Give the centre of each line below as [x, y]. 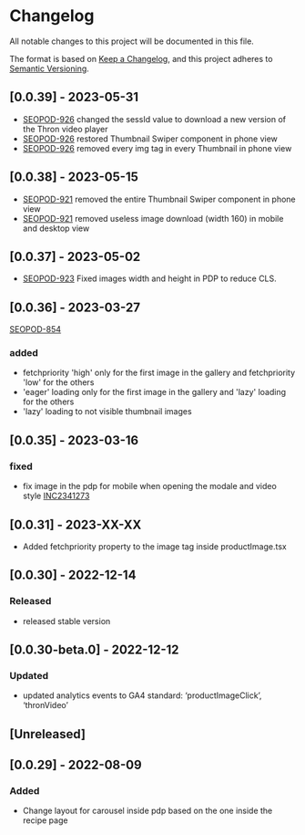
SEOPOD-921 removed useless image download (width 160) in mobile [153, 218]
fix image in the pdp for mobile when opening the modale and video [150, 486]
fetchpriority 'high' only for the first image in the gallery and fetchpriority [159, 373]
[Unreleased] [48, 734]
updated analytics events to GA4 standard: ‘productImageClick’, [142, 695]
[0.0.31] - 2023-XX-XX [76, 524]
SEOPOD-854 [36, 329]
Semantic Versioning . [49, 68]
